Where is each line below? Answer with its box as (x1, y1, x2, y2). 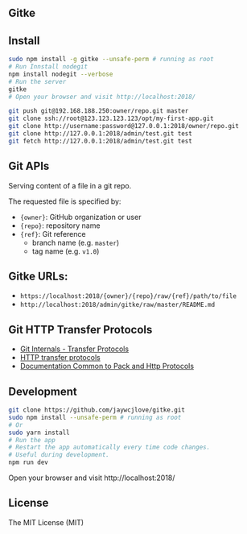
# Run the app (8, 436, 56, 444)
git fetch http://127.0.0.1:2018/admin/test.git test (8, 137, 193, 145)
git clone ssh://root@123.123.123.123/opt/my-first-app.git (8, 114, 215, 123)
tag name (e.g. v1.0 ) (31, 246, 100, 256)
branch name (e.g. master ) (31, 238, 120, 247)
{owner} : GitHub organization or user (19, 212, 142, 221)
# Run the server (8, 77, 67, 85)
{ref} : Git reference (19, 229, 86, 238)
